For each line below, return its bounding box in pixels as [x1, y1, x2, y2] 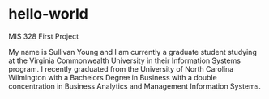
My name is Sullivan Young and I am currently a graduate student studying [8, 47, 257, 56]
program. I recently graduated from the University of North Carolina [8, 64, 234, 73]
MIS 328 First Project [8, 31, 79, 41]
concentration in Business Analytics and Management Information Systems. [8, 81, 262, 91]
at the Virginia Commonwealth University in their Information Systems [8, 56, 241, 65]
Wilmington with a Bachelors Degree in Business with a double [8, 72, 217, 82]
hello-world [8, 5, 89, 23]
